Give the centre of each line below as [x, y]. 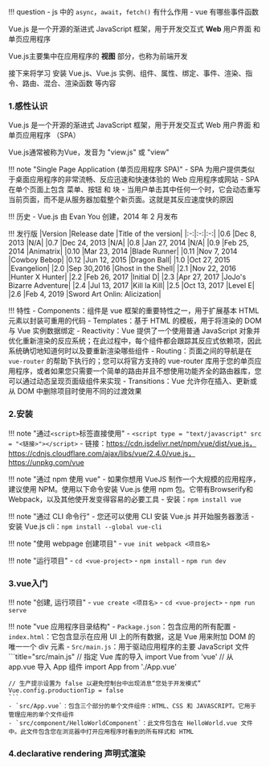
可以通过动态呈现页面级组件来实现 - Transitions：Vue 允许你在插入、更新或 [133, 381]
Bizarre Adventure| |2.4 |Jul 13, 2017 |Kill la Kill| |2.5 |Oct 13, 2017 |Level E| [131, 286]
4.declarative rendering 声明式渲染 [77, 753]
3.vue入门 [28, 583]
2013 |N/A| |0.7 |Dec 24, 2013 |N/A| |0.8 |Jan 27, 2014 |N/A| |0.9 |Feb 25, [129, 243]
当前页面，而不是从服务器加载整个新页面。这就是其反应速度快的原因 [121, 200]
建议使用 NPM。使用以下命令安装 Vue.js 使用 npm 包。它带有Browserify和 [131, 489]
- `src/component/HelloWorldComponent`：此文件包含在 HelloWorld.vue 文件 [131, 723]
